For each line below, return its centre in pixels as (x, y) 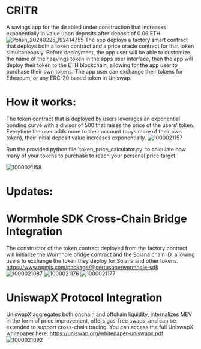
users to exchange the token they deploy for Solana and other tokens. (92, 261)
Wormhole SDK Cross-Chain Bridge (97, 219)
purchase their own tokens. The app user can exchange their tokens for (94, 71)
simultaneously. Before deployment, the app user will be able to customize (98, 52)
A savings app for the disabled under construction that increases (86, 27)
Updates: (29, 192)
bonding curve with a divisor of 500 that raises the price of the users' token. (100, 125)
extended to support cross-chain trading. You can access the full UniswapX (100, 327)
